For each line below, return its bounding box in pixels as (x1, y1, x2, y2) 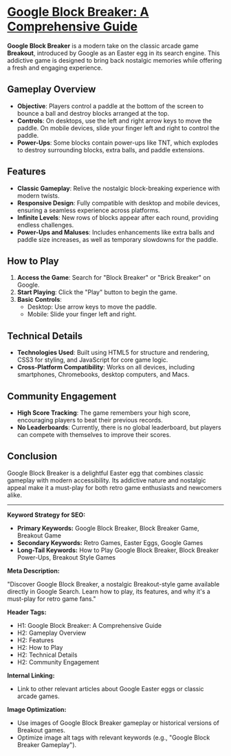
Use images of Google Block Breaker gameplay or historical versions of (16, 718, 220, 727)
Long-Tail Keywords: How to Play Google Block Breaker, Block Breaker (16, 546, 219, 554)
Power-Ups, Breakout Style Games (16, 553, 115, 562)
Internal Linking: (7, 671, 55, 680)
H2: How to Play (16, 643, 63, 651)
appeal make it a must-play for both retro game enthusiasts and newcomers (7, 483, 222, 491)
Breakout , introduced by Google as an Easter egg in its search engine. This (7, 49, 220, 57)
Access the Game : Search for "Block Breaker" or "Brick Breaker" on (16, 274, 211, 282)
